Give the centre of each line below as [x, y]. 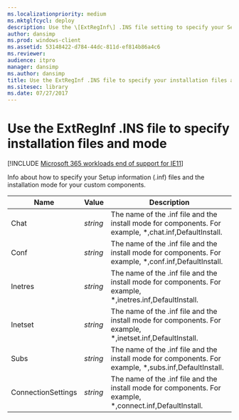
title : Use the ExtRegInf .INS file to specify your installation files [117, 80]
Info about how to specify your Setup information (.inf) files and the [106, 177]
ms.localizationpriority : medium [57, 14]
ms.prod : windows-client [44, 41]
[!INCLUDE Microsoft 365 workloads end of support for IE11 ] [95, 164]
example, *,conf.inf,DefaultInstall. [167, 262]
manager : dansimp [33, 67]
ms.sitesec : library [38, 87]
